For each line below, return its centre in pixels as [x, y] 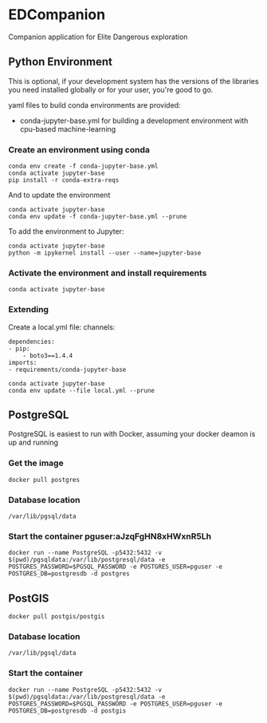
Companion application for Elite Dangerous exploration [98, 37]
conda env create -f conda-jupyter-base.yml [83, 166]
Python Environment [61, 62]
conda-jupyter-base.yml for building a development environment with [134, 120]
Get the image [36, 463]
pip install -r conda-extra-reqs [64, 180]
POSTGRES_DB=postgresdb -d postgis [67, 711]
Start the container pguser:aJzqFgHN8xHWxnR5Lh [110, 536]
